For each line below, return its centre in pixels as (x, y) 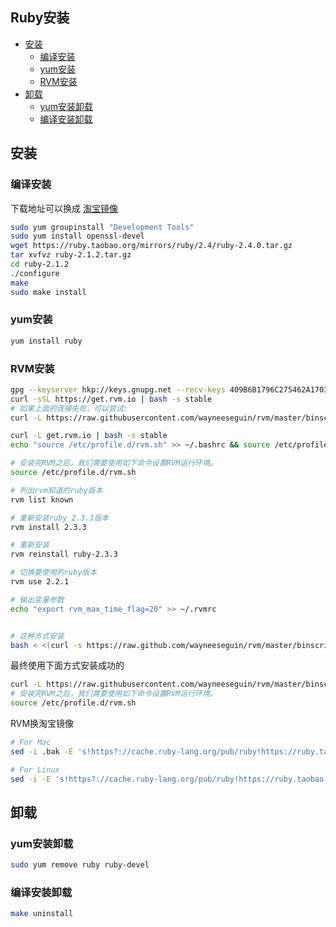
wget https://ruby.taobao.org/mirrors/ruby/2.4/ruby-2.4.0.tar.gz (151, 246)
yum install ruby (46, 341)
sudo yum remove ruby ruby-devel (80, 865)
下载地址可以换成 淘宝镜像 (64, 208)
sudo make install (48, 292)
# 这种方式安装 (37, 636)
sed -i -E (31, 779)
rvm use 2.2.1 (40, 582)
